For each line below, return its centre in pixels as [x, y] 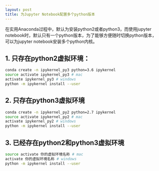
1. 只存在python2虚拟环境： [48, 58]
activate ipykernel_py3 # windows [41, 80]
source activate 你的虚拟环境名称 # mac [44, 154]
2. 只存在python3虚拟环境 [45, 101]
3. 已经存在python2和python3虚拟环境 [65, 143]
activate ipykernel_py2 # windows [41, 122]
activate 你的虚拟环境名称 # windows [41, 159]
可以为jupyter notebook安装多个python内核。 [51, 41]
